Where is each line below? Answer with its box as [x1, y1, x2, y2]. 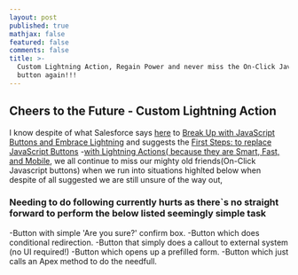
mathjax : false [9, 29, 66, 38]
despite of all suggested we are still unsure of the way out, [9, 174, 223, 185]
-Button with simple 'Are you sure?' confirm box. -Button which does [9, 227, 260, 238]
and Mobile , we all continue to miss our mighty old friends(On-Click [9, 155, 256, 166]
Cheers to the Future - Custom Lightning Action [9, 104, 277, 119]
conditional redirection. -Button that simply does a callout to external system [9, 237, 288, 247]
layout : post [9, 12, 58, 22]
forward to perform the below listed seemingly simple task [9, 208, 267, 220]
